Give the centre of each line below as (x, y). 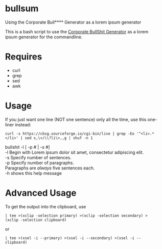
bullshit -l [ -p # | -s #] (28, 147)
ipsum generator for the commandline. (44, 37)
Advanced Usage (41, 193)
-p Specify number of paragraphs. (40, 163)
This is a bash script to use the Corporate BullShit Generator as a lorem (77, 31)
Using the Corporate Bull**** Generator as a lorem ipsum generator (73, 22)
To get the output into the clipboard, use (46, 206)
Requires (24, 57)
